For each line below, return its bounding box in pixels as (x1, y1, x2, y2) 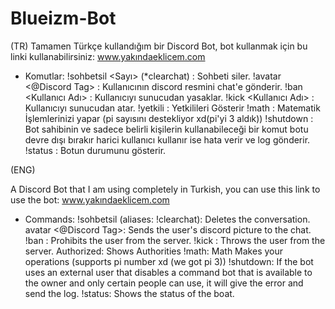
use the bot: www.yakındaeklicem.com (10, 193, 170, 206)
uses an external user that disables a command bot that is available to (24, 266, 313, 278)
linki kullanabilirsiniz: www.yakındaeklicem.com (10, 50, 206, 62)
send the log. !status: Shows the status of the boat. (24, 287, 235, 299)
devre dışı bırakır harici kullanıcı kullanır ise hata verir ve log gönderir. (24, 133, 311, 146)
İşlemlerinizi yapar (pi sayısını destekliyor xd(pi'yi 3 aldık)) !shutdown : (24, 112, 314, 124)
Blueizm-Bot (10, 7, 117, 30)
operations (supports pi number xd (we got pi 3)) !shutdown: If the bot (24, 255, 314, 267)
